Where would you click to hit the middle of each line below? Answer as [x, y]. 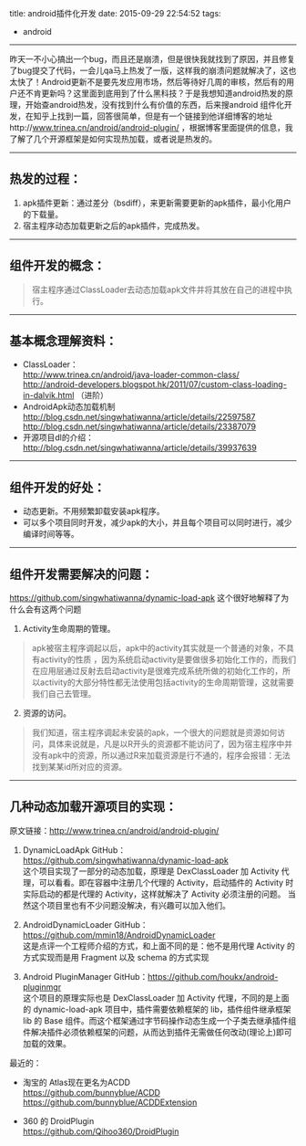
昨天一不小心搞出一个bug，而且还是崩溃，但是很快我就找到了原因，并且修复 [153, 59]
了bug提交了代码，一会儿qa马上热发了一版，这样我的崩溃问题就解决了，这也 [153, 70]
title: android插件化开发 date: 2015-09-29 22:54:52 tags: [115, 13]
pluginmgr [42, 987]
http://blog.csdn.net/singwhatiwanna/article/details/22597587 [139, 417]
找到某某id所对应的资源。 [79, 767]
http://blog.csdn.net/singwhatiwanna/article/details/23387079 [139, 426]
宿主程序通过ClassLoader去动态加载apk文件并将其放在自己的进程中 [158, 289]
